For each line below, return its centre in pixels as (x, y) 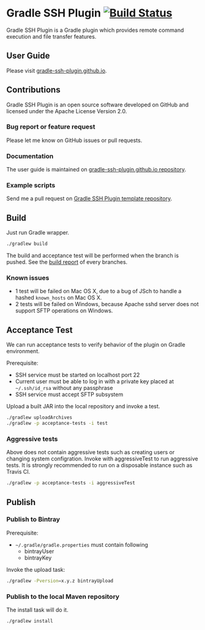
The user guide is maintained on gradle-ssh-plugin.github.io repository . (96, 170)
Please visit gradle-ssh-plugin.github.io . (57, 70)
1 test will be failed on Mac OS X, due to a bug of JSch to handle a (98, 291)
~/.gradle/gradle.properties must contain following (82, 544)
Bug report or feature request (51, 127)
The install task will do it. (37, 610)
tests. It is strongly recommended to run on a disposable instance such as (99, 465)
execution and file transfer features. (51, 36)
